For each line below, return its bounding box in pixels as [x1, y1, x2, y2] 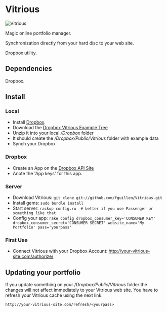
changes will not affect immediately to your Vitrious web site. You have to [5, 287, 158, 293]
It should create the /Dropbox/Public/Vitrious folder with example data [12, 135, 159, 141]
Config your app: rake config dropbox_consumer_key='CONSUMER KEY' [12, 215, 156, 221]
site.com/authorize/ [12, 253, 54, 259]
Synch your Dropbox [12, 141, 56, 147]
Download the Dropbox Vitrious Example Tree [12, 125, 108, 131]
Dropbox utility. [5, 50, 37, 56]
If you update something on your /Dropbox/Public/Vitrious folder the [5, 282, 148, 288]
